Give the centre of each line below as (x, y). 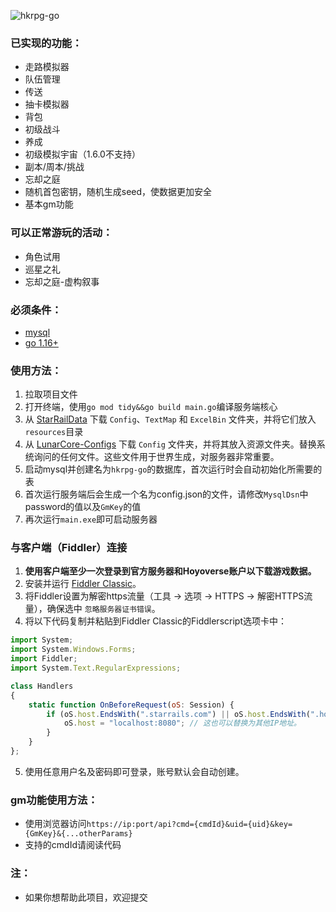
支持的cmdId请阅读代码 (73, 845)
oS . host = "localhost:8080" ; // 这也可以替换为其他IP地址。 (182, 723)
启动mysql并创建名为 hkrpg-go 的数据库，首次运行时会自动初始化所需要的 (173, 469)
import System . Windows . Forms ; (73, 650)
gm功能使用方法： (54, 800)
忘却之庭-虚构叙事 (62, 281)
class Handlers (42, 686)
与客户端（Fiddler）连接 (69, 548)
